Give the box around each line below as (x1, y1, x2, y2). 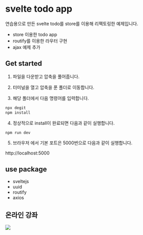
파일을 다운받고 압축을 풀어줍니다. (12, 73, 80, 80)
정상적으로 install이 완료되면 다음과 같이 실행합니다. (12, 120, 115, 126)
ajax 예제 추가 (12, 44, 41, 50)
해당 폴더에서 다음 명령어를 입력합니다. (12, 95, 89, 101)
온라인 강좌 (5, 211, 38, 219)
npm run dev (5, 130, 31, 135)
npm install (5, 110, 31, 115)
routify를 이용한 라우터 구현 (12, 38, 68, 44)
